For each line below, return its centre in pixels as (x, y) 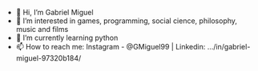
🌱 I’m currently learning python (67, 37)
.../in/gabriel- (229, 47)
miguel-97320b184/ (48, 58)
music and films (42, 29)
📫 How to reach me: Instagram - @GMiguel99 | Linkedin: (111, 47)
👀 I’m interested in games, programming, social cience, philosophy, (127, 21)
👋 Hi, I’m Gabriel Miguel (54, 12)
